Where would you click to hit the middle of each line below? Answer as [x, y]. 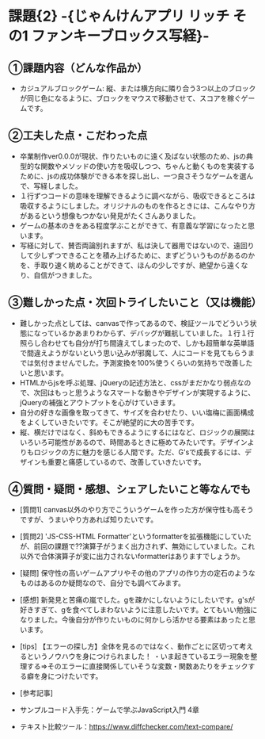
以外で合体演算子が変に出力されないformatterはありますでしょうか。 [132, 557]
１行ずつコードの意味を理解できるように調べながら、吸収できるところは [137, 196]
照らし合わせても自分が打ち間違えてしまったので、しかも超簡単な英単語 [137, 343]
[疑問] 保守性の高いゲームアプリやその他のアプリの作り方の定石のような [137, 573]
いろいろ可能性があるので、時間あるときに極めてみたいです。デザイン [133, 442]
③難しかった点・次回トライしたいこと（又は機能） [135, 302]
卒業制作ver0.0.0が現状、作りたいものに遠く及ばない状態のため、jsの [133, 156]
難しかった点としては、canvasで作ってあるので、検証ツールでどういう [135, 323]
